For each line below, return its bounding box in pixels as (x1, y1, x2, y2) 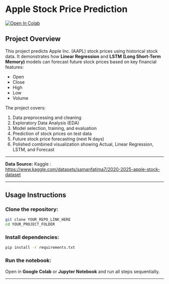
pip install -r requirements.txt (5, 245, 75, 250)
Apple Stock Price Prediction (5, 4, 128, 15)
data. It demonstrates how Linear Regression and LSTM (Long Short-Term (5, 53, 161, 59)
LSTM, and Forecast (12, 147, 55, 153)
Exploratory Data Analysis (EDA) (12, 119, 79, 126)
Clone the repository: (5, 206, 59, 213)
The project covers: (5, 104, 46, 111)
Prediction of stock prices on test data (12, 130, 92, 136)
